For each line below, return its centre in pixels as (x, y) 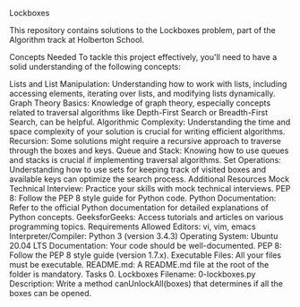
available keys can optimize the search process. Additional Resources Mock (149, 179)
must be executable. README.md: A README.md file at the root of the (139, 264)
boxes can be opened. (51, 293)
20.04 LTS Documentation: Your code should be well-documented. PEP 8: (146, 246)
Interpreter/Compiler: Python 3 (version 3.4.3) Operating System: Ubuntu (144, 236)
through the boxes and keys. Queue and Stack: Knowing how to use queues (149, 150)
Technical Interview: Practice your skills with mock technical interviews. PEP (150, 188)
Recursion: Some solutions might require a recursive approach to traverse (146, 141)
